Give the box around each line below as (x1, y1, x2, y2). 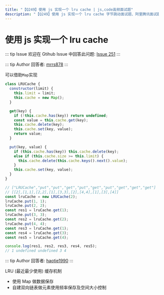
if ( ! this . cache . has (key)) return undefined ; (14, 113, 108, 118)
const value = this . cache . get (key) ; (14, 118, 89, 122)
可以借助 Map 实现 (5, 72, 38, 78)
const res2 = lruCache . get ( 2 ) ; (5, 217, 69, 222)
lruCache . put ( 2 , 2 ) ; (5, 203, 47, 208)
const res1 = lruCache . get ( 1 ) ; (5, 208, 69, 213)
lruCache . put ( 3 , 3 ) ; (5, 213, 47, 217)
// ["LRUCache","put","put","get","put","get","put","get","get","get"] (5, 185, 156, 190)
